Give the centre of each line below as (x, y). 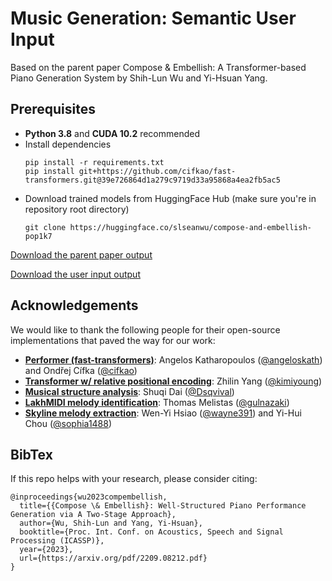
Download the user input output (75, 274)
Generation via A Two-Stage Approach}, (93, 515)
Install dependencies (68, 144)
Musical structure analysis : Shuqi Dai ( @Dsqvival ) (129, 391)
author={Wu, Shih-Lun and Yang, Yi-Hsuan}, (111, 523)
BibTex (31, 454)
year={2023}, (46, 550)
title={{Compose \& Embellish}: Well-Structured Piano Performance (163, 506)
